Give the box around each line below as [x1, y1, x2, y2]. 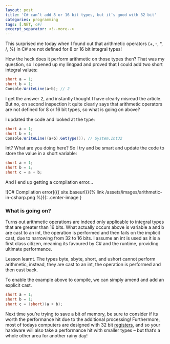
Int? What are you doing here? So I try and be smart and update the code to [5, 145, 165, 151]
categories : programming [5, 17, 58, 22]
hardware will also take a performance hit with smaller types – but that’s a [5, 327, 160, 333]
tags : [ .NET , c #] [5, 21, 42, 27]
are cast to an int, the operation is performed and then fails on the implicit [5, 230, 160, 236]
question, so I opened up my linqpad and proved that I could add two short [5, 61, 163, 68]
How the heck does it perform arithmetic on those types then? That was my [5, 56, 165, 62]
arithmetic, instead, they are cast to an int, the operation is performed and [5, 262, 161, 268]
